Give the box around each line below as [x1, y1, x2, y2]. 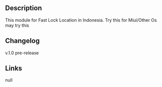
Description [5, 4, 42, 12]
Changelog [5, 37, 40, 45]
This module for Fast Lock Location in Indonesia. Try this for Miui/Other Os [5, 17, 157, 23]
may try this [5, 22, 30, 28]
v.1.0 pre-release [5, 49, 39, 56]
